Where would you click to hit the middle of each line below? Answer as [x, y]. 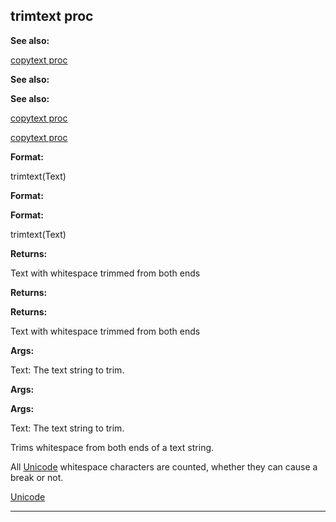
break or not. [37, 477]
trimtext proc [52, 16]
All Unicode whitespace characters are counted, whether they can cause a [164, 466]
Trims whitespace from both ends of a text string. [112, 447]
